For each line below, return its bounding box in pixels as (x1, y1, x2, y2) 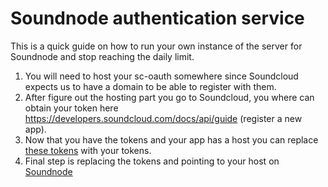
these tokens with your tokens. (24, 144, 152, 156)
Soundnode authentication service (10, 7, 305, 30)
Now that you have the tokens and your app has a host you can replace (24, 133, 319, 146)
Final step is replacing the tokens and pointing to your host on (24, 155, 280, 167)
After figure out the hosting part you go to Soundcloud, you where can (24, 91, 315, 103)
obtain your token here (24, 102, 119, 114)
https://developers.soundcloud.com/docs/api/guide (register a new (24, 112, 303, 124)
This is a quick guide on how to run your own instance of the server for (10, 40, 303, 52)
